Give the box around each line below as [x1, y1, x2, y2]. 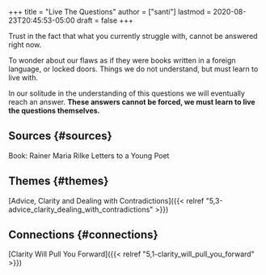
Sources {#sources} [8, 129, 113, 143]
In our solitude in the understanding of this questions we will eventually [8, 88, 245, 98]
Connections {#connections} [8, 228, 159, 242]
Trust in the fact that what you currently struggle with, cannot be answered [8, 32, 258, 41]
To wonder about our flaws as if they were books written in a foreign [8, 56, 236, 65]
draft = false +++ [76, 15, 133, 25]
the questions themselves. [8, 105, 100, 115]
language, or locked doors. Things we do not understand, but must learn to [8, 64, 259, 74]
